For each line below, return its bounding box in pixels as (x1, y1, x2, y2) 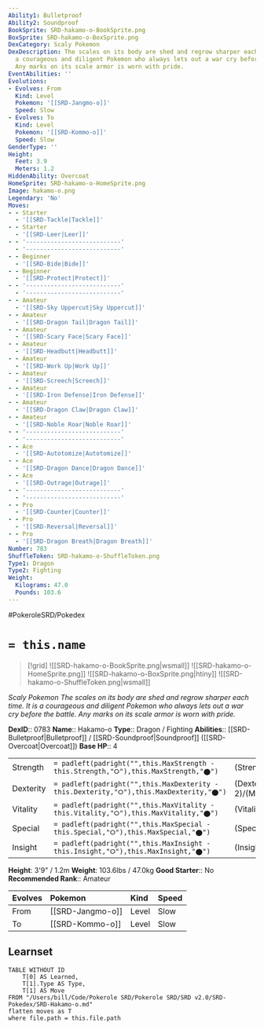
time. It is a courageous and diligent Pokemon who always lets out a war (8, 701, 244, 710)
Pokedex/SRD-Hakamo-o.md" (8, 1000, 93, 1008)
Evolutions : (8, 77, 47, 85)
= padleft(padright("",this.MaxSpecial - (53, 819, 211, 829)
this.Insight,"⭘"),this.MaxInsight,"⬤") (53, 846, 211, 856)
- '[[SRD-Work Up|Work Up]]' (15, 362, 111, 370)
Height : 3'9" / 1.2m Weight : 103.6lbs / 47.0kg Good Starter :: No (8, 865, 214, 874)
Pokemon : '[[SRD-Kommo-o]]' (15, 128, 108, 136)
